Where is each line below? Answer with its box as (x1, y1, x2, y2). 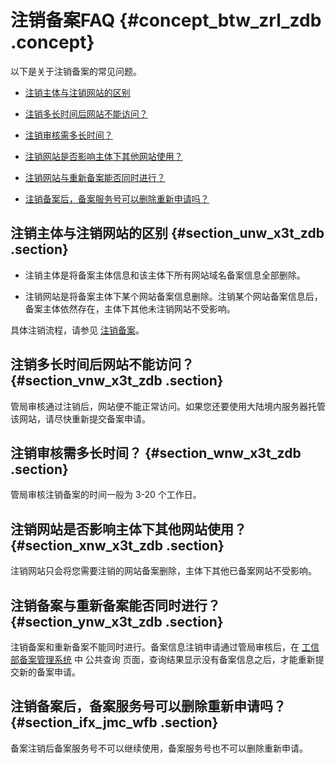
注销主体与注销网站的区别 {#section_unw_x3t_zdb (10, 225, 325, 242)
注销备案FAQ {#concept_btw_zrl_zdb (10, 9, 322, 32)
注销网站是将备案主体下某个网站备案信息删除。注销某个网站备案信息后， (24, 290, 323, 302)
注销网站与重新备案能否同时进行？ (24, 171, 166, 183)
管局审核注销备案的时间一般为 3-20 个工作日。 (10, 489, 202, 501)
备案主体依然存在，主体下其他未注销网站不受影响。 (24, 302, 236, 315)
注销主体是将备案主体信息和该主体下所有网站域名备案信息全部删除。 (24, 269, 306, 281)
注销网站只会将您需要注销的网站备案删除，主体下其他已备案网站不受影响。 (10, 565, 317, 577)
